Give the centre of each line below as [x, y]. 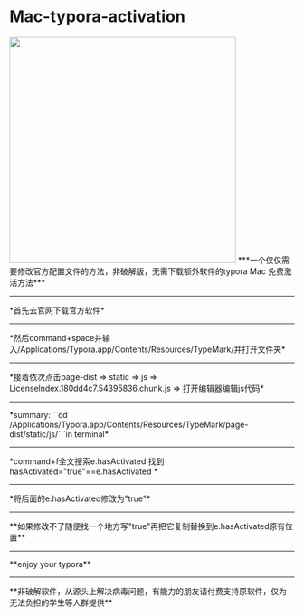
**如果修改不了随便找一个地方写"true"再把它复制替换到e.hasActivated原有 [147, 526]
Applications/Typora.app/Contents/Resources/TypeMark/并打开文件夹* [153, 349]
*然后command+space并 [56, 337]
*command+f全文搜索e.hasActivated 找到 [87, 461]
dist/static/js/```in [41, 434]
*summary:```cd [38, 414]
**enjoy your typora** [51, 564]
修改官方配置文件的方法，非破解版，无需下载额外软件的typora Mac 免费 [151, 271]
